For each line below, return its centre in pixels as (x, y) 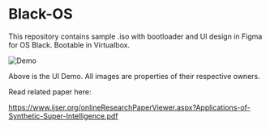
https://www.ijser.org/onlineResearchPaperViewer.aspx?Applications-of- (130, 107)
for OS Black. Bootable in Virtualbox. (69, 44)
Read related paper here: (50, 92)
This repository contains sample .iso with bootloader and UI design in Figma (135, 36)
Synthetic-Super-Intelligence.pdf (64, 116)
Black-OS (41, 14)
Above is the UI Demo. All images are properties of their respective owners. (135, 76)
